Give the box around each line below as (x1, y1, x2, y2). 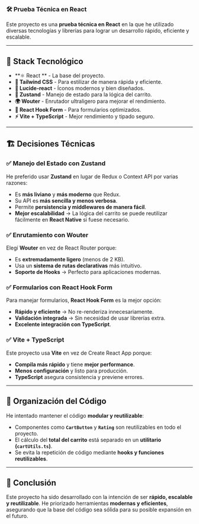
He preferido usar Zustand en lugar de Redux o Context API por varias (6, 173, 179, 180)
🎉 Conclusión (6, 478, 56, 488)
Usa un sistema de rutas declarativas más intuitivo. (14, 262, 142, 269)
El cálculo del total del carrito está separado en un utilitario (14, 436, 162, 443)
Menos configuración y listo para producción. (14, 367, 129, 374)
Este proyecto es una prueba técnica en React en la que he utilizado (6, 21, 174, 28)
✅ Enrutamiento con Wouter (6, 231, 89, 239)
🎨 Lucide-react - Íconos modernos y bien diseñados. (14, 85, 145, 92)
